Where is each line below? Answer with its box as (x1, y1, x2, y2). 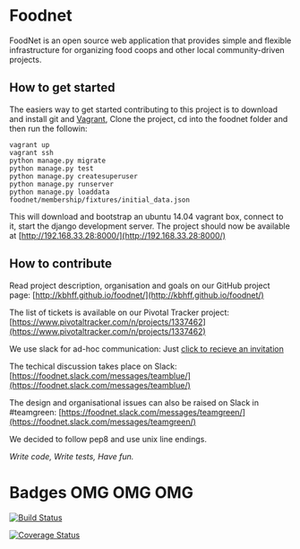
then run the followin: (9, 123, 88, 134)
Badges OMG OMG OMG (9, 482, 194, 502)
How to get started (9, 80, 116, 95)
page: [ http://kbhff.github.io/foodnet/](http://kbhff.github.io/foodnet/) (9, 289, 264, 301)
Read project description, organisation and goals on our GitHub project (9, 280, 270, 291)
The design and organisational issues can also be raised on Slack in (9, 396, 260, 408)
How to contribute (9, 257, 113, 272)
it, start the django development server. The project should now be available (9, 221, 291, 231)
